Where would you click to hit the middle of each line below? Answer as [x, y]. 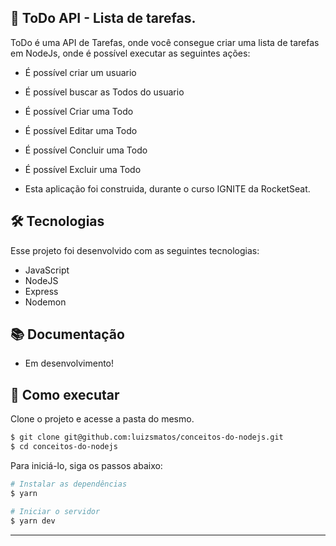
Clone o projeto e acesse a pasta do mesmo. [102, 419]
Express [41, 291]
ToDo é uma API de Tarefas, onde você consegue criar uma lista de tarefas [165, 42]
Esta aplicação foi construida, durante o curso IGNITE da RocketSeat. [167, 188]
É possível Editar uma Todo [81, 130]
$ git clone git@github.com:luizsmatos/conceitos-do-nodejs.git [147, 437]
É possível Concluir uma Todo [86, 150]
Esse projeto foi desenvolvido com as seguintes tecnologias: [135, 250]
